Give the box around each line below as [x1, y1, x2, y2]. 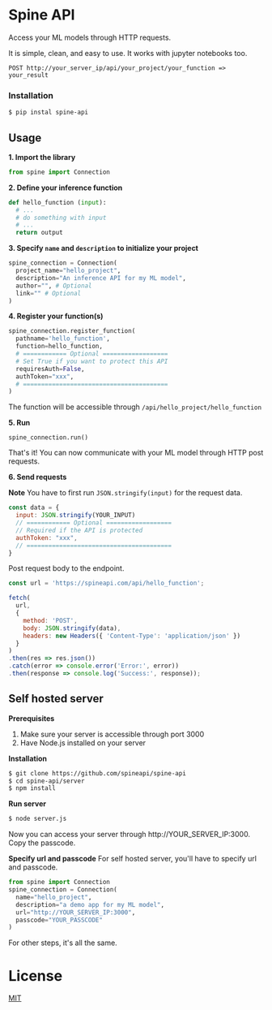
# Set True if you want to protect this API [15, 357, 168, 365]
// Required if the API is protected [15, 526, 143, 534]
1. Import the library [8, 152, 76, 162]
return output [15, 229, 63, 237]
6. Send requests [8, 473, 67, 482]
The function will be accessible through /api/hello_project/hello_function [8, 402, 261, 412]
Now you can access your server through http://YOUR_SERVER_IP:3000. [8, 830, 251, 840]
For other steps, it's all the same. [8, 938, 117, 947]
